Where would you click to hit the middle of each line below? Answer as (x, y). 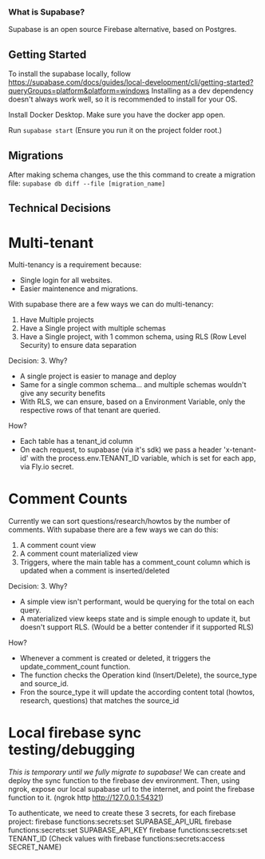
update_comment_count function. (75, 667)
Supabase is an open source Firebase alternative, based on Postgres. (123, 30)
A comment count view (58, 545)
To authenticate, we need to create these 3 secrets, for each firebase (122, 813)
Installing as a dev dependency (202, 91)
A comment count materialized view (79, 553)
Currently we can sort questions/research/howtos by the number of (119, 521)
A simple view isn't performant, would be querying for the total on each (137, 601)
